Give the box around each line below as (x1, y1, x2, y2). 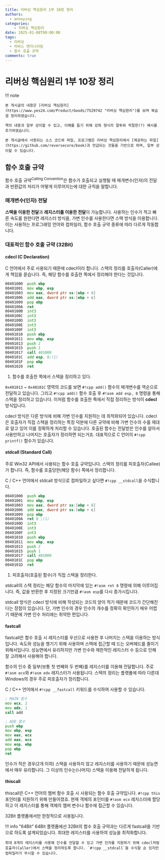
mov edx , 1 (5, 705, 28, 710)
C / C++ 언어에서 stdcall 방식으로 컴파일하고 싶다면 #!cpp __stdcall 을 (5, 477, 143, 484)
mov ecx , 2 (5, 701, 28, 706)
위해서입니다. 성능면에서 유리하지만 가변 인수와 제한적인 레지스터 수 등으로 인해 (5, 647, 157, 653)
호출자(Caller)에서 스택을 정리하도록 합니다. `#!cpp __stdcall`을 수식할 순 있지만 (5, 845, 159, 851)
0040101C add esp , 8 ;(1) (5, 355, 58, 360)
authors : (5, 12, 23, 17)
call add (5, 710, 23, 715)
